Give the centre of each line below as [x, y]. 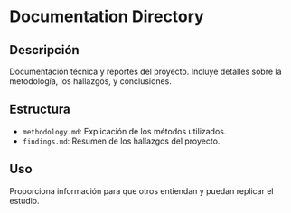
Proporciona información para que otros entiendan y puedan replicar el [141, 190]
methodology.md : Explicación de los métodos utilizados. [124, 131]
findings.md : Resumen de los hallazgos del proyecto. [121, 141]
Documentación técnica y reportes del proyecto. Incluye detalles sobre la [145, 71]
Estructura [40, 110]
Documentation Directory [107, 17]
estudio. [24, 200]
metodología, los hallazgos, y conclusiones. [90, 81]
